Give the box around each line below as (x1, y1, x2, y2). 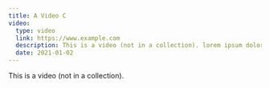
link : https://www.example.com (15, 34, 121, 42)
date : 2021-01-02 (15, 49, 74, 57)
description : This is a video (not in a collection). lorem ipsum (15, 42, 243, 50)
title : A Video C (8, 11, 67, 20)
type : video (15, 26, 56, 34)
